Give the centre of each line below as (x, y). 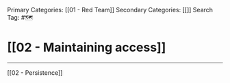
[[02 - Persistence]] (35, 72)
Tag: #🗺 (20, 17)
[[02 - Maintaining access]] (87, 48)
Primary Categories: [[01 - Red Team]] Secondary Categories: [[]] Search (110, 10)
